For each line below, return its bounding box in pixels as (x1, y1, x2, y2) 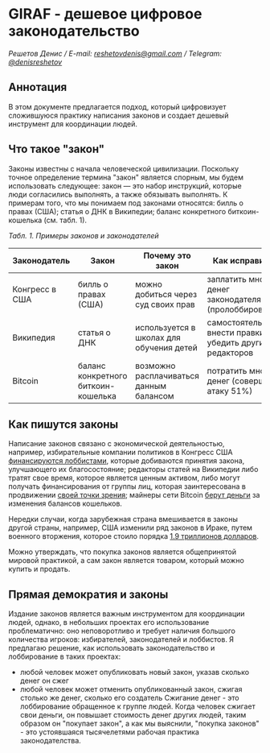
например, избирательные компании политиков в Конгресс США (8, 448, 233, 457)
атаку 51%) (207, 385, 253, 396)
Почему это (143, 250, 191, 261)
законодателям (207, 293, 268, 304)
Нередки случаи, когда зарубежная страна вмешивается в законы (8, 515, 239, 524)
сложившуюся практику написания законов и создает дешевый (8, 110, 229, 120)
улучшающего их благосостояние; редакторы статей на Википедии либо (8, 465, 259, 474)
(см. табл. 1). (43, 215, 87, 225)
